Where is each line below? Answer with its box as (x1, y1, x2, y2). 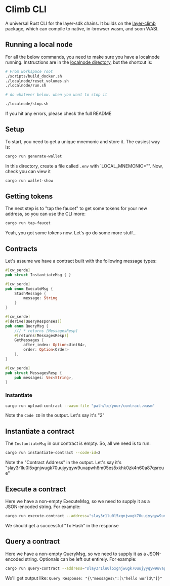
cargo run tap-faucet (5, 221, 51, 226)
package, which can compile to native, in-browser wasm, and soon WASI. (5, 25, 159, 31)
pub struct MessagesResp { (5, 370, 62, 375)
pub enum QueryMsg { (5, 323, 49, 328)
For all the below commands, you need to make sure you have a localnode (5, 54, 160, 60)
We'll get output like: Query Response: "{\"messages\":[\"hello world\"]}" (5, 575, 163, 581)
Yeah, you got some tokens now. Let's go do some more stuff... (5, 230, 137, 236)
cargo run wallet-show (5, 178, 53, 183)
